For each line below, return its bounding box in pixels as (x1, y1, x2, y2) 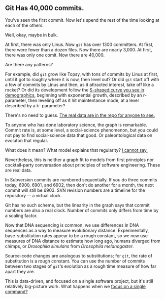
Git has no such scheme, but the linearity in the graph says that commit (5, 202, 150, 208)
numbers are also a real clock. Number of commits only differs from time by (5, 207, 159, 213)
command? (5, 289, 28, 295)
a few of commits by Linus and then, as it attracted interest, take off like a (5, 82, 154, 87)
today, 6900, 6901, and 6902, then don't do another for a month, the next (5, 182, 154, 188)
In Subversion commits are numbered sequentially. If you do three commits (5, 176, 158, 182)
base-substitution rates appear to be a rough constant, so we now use (5, 232, 148, 239)
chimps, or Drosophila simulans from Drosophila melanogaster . (5, 243, 134, 249)
